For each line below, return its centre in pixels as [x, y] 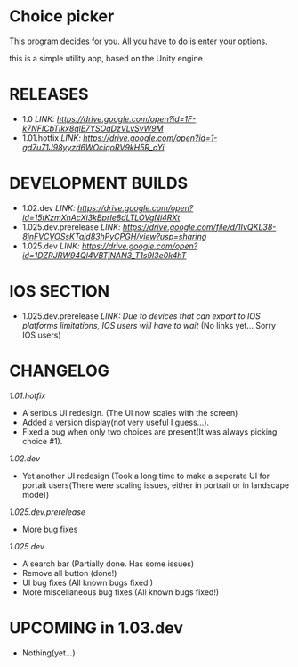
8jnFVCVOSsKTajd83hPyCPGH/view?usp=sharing [114, 236]
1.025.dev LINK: [51, 246]
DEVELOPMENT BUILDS [99, 183]
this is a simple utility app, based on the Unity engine [106, 58]
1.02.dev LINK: [48, 207]
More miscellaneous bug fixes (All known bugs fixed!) [121, 592]
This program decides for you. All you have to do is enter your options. [139, 41]
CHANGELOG [59, 370]
